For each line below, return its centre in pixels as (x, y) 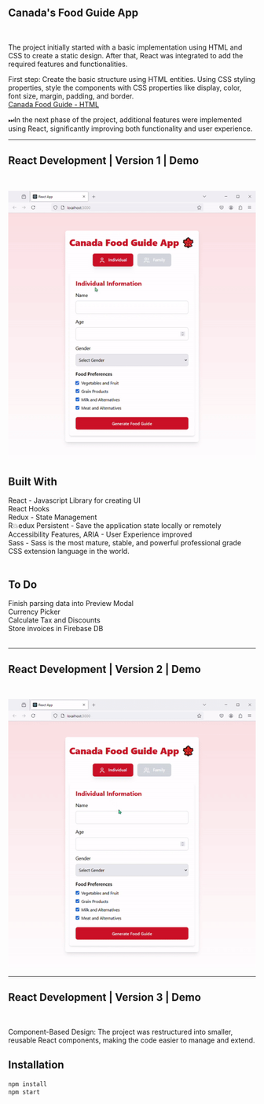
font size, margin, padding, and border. (71, 96)
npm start (24, 1092)
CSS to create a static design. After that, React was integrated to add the (126, 55)
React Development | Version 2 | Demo (105, 669)
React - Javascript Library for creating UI (75, 500)
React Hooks (29, 509)
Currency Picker (35, 612)
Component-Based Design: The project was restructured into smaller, (121, 1032)
